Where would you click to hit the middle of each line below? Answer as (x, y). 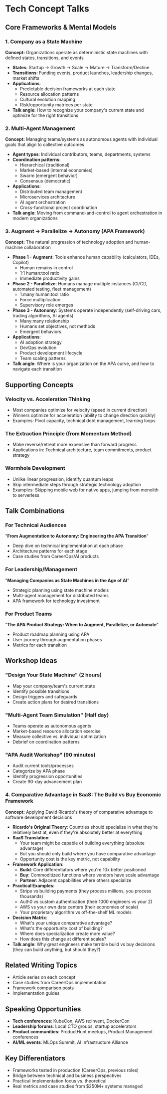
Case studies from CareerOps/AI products (56, 557)
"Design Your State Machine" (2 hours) (54, 675)
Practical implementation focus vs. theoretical (59, 1081)
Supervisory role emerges (47, 305)
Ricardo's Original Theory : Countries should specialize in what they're (85, 827)
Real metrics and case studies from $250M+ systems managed (78, 1086)
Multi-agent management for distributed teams (60, 595)
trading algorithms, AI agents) (43, 316)
